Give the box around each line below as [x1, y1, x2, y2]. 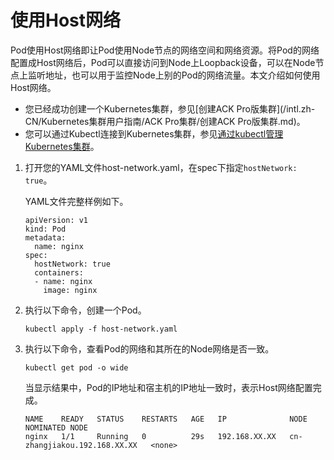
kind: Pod [24, 224, 67, 234]
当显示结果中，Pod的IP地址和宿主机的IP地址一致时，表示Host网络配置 [24, 381, 313, 393]
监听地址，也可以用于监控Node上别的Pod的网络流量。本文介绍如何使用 [27, 69, 321, 81]
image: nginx [43, 285, 98, 295]
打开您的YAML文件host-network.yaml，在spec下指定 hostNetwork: [24, 161, 298, 173]
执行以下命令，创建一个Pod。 [24, 304, 147, 316]
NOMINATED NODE [24, 422, 89, 433]
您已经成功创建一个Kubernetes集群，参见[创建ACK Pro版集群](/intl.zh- [24, 102, 316, 115]
